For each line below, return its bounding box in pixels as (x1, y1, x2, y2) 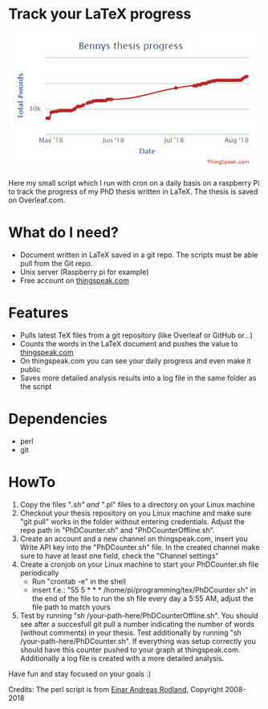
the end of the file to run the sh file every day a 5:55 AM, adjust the (31, 594, 254, 604)
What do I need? (8, 223, 119, 242)
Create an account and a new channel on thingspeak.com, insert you (19, 534, 249, 543)
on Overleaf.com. (8, 195, 66, 205)
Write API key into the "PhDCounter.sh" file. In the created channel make (19, 543, 260, 552)
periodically (19, 568, 59, 578)
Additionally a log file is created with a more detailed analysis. (19, 654, 225, 663)
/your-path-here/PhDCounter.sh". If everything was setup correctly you (19, 637, 257, 646)
